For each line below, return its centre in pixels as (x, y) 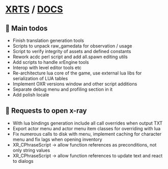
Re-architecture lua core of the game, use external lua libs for (77, 73)
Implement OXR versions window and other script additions (75, 84)
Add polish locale (31, 95)
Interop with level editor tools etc (47, 68)
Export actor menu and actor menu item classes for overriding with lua (87, 128)
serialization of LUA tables (40, 78)
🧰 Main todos (26, 28)
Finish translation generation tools (48, 40)
